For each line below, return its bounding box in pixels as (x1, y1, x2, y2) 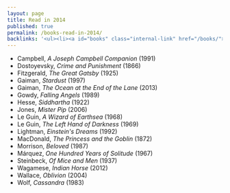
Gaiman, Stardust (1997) (16, 76, 86, 84)
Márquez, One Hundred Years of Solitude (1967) (16, 149, 153, 158)
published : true (7, 23, 53, 30)
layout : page (7, 10, 44, 17)
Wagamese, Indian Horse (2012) (16, 164, 108, 172)
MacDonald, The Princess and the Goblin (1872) (16, 135, 153, 143)
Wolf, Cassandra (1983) (16, 179, 84, 187)
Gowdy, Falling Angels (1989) (16, 91, 100, 100)
